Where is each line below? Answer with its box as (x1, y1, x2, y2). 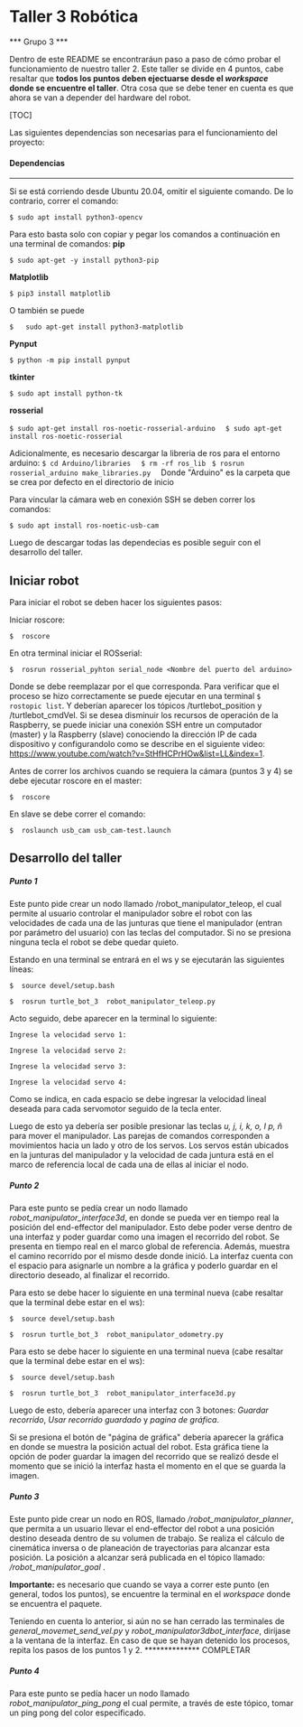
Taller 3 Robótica (9, 6, 139, 27)
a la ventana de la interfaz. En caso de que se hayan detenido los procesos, (9, 1635, 290, 1646)
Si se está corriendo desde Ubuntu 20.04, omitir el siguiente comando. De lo (9, 186, 294, 197)
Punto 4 (9, 1665, 40, 1676)
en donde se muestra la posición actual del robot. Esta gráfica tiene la (9, 1442, 269, 1452)
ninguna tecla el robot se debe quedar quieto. (9, 937, 179, 948)
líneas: (9, 964, 34, 975)
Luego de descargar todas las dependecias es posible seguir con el (9, 537, 262, 548)
